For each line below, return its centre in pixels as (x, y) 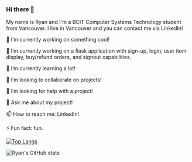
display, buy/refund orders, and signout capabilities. (69, 57)
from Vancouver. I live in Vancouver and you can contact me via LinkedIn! (95, 28)
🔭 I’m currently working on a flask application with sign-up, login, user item (96, 51)
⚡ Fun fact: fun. (25, 128)
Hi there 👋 (20, 9)
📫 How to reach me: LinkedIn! (43, 114)
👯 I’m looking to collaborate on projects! (54, 80)
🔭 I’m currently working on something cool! (58, 40)
